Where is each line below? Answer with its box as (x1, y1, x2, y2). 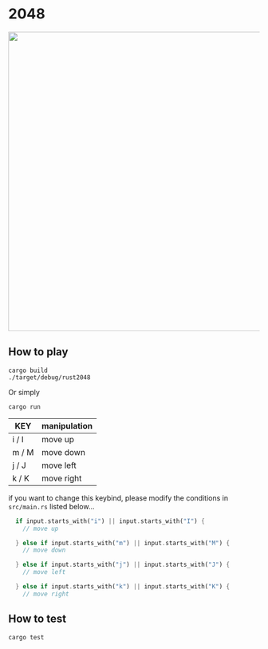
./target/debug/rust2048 (8, 373, 91, 382)
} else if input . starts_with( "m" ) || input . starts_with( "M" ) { (15, 539, 230, 547)
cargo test (8, 633, 45, 641)
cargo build (8, 366, 48, 374)
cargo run (8, 402, 41, 411)
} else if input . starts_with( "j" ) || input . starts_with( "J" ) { (15, 560, 230, 569)
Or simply (8, 387, 40, 397)
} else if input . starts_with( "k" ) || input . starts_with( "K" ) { (15, 583, 230, 591)
